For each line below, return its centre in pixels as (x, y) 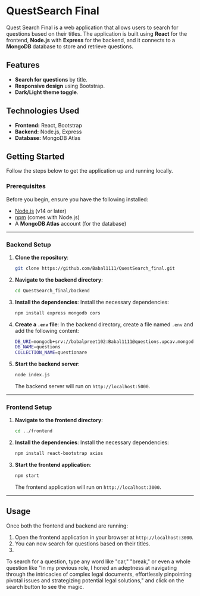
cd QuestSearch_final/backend (52, 291)
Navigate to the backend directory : (59, 280)
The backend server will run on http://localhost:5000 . (82, 386)
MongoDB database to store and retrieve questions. (70, 46)
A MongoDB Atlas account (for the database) (71, 223)
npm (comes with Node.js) (47, 217)
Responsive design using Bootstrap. (60, 86)
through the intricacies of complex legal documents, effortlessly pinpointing (99, 574)
